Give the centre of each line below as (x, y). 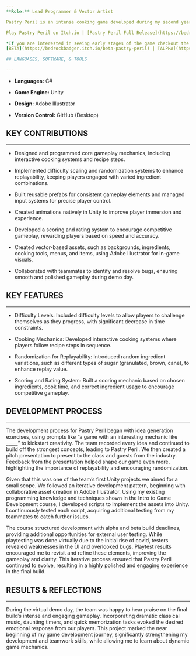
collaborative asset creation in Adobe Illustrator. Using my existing (85, 492)
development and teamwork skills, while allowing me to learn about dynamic (98, 641)
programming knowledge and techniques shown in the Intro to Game (88, 498)
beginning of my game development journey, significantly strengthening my (97, 635)
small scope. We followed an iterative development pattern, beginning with (96, 486)
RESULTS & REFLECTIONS (54, 590)
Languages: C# (33, 81)
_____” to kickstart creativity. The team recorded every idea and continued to (98, 443)
